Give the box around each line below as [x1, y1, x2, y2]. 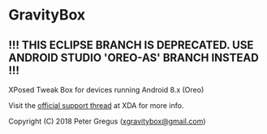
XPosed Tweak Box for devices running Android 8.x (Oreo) [8, 85, 205, 94]
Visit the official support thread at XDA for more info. [8, 101, 184, 110]
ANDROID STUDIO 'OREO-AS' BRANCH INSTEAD [8, 50, 260, 64]
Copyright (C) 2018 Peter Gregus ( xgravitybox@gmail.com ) [8, 116, 206, 126]
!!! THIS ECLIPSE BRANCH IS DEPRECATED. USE [8, 38, 254, 52]
